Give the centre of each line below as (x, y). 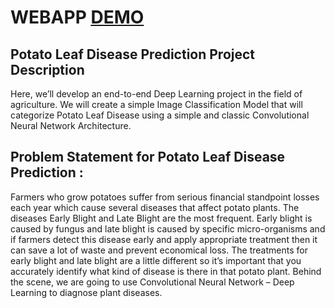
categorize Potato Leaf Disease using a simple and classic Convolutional (160, 115)
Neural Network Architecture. (71, 125)
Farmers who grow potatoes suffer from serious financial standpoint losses (165, 197)
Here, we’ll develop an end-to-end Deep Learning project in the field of (156, 94)
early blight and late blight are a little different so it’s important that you (156, 260)
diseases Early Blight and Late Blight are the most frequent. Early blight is (161, 218)
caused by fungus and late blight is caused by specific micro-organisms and (168, 228)
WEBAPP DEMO (77, 17)
